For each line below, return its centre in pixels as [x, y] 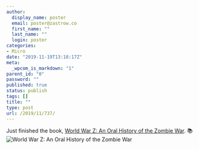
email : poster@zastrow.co [44, 23]
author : [16, 12]
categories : [21, 46]
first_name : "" [31, 29]
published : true [27, 85]
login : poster [29, 40]
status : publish [27, 91]
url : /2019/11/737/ [31, 113]
